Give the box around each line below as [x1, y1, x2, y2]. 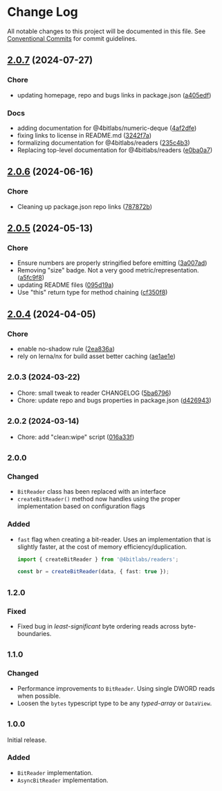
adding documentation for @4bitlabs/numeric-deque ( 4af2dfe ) [17, 124, 197, 132]
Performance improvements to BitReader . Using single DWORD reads [17, 684, 216, 692]
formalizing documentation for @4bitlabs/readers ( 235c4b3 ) [17, 138, 190, 147]
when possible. [17, 691, 61, 700]
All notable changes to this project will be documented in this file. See [7, 27, 206, 35]
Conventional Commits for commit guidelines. [7, 34, 137, 42]
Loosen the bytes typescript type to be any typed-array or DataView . [17, 699, 212, 707]
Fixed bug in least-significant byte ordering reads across [17, 622, 180, 631]
